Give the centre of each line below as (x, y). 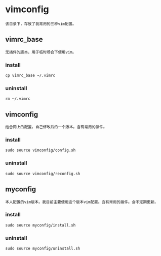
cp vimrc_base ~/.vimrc (30, 76)
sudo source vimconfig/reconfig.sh (43, 174)
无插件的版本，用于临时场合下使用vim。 (41, 52)
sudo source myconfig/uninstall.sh (43, 249)
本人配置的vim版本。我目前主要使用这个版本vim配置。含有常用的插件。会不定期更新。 (82, 202)
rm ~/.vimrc (18, 99)
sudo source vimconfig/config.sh (41, 150)
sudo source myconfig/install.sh (41, 225)
